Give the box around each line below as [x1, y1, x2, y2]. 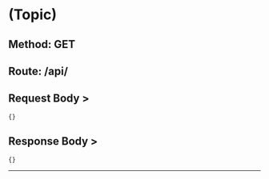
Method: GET [8, 38, 76, 51]
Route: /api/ [8, 64, 68, 78]
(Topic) [8, 6, 58, 24]
